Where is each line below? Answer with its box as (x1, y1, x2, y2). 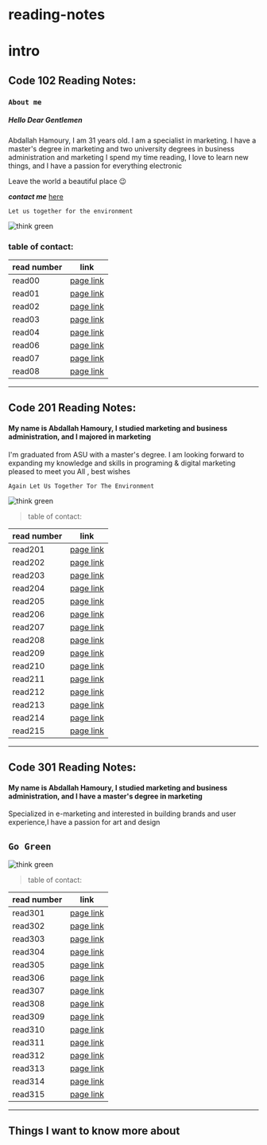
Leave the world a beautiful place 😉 (8, 176, 127, 186)
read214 (12, 712, 45, 723)
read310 (12, 1024, 45, 1035)
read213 (12, 699, 45, 710)
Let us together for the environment (8, 207, 133, 215)
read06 (12, 339, 40, 351)
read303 (12, 933, 45, 944)
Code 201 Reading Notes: (8, 401, 137, 415)
